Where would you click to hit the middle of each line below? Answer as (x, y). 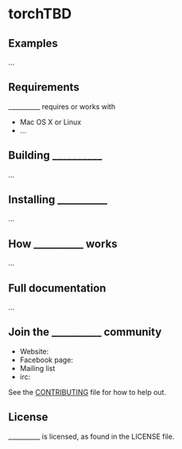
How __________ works (63, 244)
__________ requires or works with (62, 106)
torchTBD (40, 14)
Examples (33, 43)
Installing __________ (58, 200)
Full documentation (57, 288)
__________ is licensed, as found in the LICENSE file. (91, 436)
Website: (34, 351)
